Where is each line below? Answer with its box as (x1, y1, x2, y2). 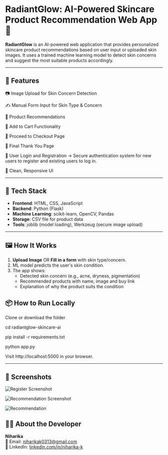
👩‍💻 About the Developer (5, 420, 81, 428)
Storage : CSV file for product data (12, 216, 83, 222)
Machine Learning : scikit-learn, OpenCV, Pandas (12, 210, 114, 216)
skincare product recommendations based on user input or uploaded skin (5, 47, 156, 53)
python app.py (5, 344, 35, 350)
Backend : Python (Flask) (12, 205, 64, 211)
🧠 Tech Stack (5, 187, 47, 195)
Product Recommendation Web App (5, 14, 157, 26)
